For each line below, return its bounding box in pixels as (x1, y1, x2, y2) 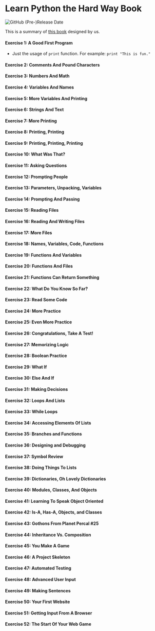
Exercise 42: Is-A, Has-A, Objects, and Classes (5, 509, 102, 515)
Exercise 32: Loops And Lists (5, 397, 65, 404)
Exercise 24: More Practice (5, 308, 61, 314)
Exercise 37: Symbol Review (5, 453, 63, 459)
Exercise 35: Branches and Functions (5, 431, 82, 437)
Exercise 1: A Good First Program (5, 40, 73, 45)
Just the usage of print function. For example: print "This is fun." (12, 51, 151, 57)
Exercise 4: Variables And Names (5, 84, 74, 90)
